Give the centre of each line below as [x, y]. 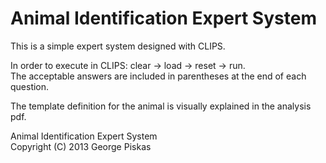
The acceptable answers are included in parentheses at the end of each [158, 76]
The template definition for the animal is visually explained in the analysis [161, 106]
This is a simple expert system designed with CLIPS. [118, 46]
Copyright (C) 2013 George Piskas [81, 146]
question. [30, 86]
